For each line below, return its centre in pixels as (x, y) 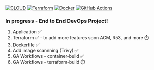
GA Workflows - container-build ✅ (49, 56)
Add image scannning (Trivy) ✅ (45, 51)
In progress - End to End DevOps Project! (57, 21)
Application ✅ (27, 32)
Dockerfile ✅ (26, 45)
